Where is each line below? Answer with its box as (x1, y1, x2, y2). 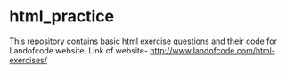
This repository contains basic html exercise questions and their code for (9, 36, 278, 46)
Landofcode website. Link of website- (9, 45, 149, 55)
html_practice (9, 6, 115, 27)
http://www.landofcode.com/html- (150, 45, 276, 55)
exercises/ (9, 54, 47, 65)
